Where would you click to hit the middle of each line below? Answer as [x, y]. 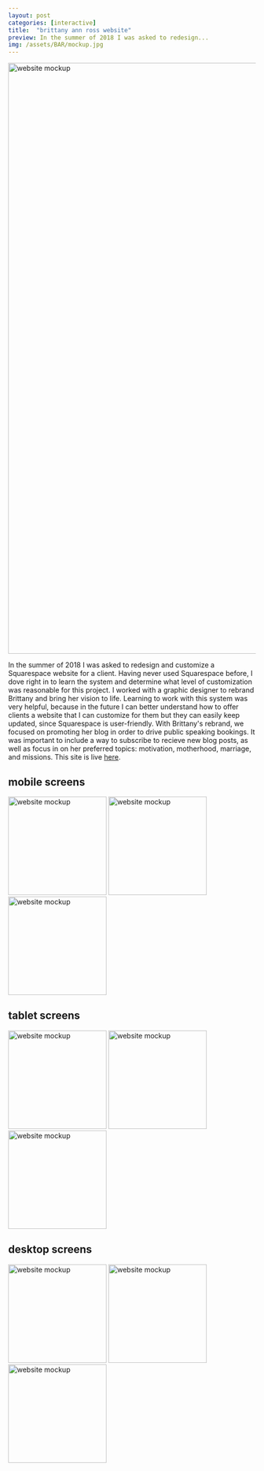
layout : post [29, 15]
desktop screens [50, 1250]
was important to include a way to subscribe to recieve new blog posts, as [128, 741]
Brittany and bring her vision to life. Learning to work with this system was [128, 699]
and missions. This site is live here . [64, 757]
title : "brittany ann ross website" [70, 30]
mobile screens [47, 782]
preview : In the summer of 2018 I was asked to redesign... [109, 37]
